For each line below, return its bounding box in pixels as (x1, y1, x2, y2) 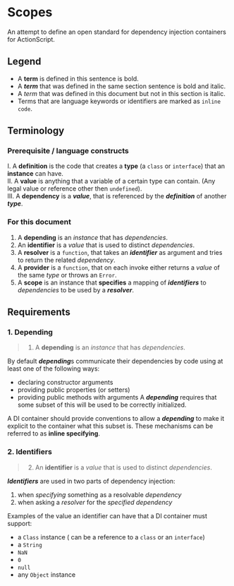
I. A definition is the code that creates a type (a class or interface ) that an (7, 162, 226, 170)
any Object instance (17, 570, 76, 579)
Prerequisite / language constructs (7, 146, 129, 156)
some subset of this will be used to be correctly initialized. (17, 400, 187, 409)
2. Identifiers (7, 447, 53, 457)
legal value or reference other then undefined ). (7, 184, 142, 193)
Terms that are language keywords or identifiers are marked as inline (17, 97, 221, 105)
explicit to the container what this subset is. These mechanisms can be (7, 421, 214, 431)
